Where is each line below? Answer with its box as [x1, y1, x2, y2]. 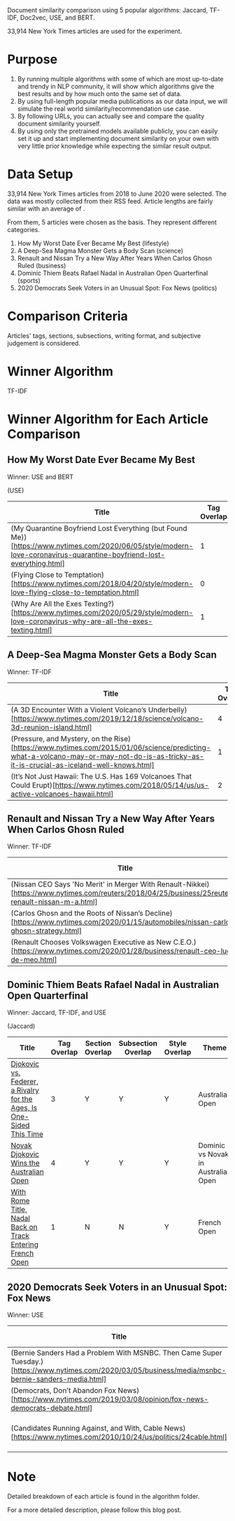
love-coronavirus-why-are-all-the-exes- [10, 616, 153, 626]
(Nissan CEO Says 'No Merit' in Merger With [10, 879, 156, 889]
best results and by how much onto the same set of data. [17, 89, 182, 97]
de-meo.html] [10, 955, 57, 965]
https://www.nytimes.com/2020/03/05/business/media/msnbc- [13, 1365, 227, 1375]
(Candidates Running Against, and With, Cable [10, 1424, 163, 1433]
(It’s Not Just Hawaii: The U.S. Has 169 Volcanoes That [10, 771, 192, 781]
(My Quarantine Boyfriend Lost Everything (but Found [10, 523, 187, 533]
